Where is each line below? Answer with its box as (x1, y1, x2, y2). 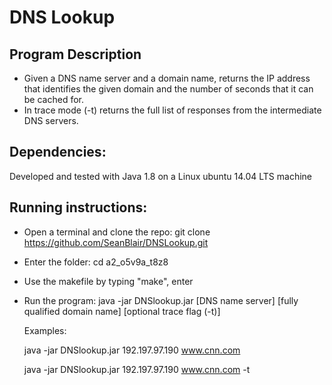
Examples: (23, 324, 67, 336)
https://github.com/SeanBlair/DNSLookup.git (23, 236, 209, 248)
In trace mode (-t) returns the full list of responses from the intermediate (23, 104, 322, 116)
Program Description (9, 46, 142, 63)
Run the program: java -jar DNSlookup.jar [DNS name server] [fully (23, 294, 299, 306)
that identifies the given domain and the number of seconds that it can (23, 83, 314, 95)
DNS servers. (23, 115, 79, 126)
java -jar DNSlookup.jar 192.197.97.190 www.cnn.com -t (23, 363, 251, 375)
